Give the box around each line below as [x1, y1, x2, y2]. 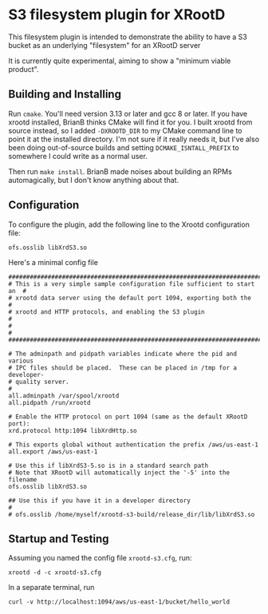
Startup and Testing [8, 532, 109, 545]
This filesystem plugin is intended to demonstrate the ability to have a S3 [8, 32, 247, 42]
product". [8, 64, 39, 73]
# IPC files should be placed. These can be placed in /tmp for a [8, 363, 238, 372]
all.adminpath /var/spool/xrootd [8, 391, 120, 400]
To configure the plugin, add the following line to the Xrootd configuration [8, 220, 250, 229]
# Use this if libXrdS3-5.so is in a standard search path [8, 461, 209, 469]
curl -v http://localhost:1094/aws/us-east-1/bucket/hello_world [8, 598, 230, 606]
